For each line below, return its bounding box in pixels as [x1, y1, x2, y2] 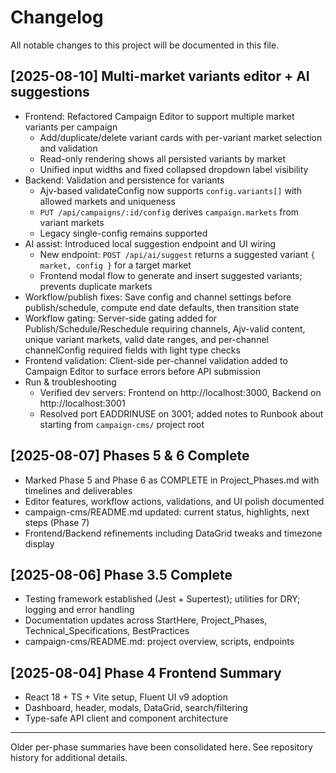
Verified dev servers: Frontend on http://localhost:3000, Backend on [39, 386, 322, 398]
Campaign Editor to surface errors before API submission [24, 365, 261, 377]
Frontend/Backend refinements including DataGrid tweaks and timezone [24, 527, 323, 539]
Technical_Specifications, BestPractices [24, 625, 190, 637]
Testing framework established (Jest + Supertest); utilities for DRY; [24, 593, 301, 605]
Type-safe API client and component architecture [24, 712, 228, 725]
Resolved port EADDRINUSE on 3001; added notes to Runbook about [39, 407, 324, 420]
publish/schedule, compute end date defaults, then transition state [24, 301, 300, 313]
